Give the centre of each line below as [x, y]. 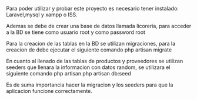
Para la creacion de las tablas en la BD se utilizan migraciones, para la [91, 44]
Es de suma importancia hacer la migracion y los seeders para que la [90, 85]
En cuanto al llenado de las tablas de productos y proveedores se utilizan [95, 61]
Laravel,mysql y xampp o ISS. [42, 15]
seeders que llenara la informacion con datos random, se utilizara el [88, 67]
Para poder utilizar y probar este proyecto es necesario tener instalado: [93, 8]
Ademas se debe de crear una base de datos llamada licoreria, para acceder [99, 26]
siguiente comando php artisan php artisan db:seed [69, 73]
